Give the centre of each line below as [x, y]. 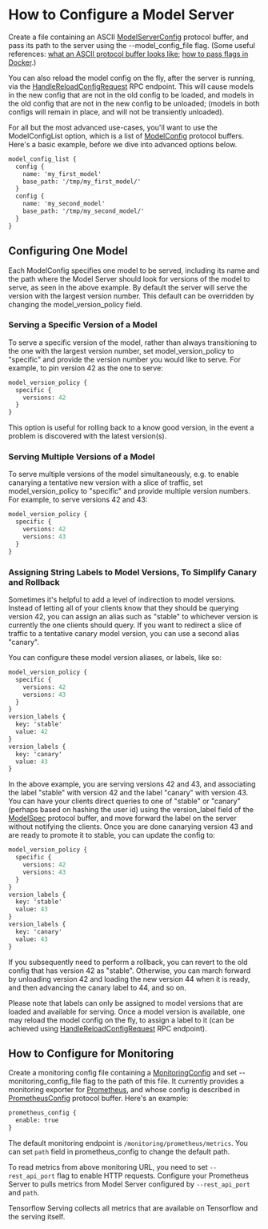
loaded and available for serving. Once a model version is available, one [127, 1011]
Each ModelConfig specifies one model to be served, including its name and [134, 270]
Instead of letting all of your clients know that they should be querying [124, 608]
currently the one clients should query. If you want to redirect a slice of [125, 625]
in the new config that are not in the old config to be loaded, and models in [131, 94]
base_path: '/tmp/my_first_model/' [82, 182]
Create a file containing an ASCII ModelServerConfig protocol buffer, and [129, 37]
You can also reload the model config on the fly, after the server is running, [132, 78]
